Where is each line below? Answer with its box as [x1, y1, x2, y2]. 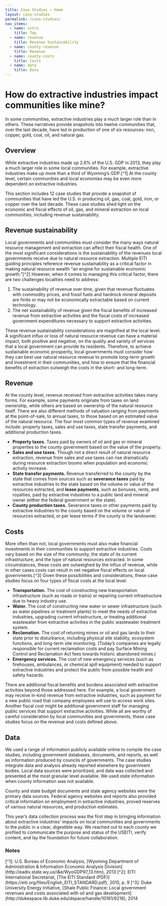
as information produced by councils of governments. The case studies [5, 757, 152, 763]
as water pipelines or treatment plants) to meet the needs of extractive [12, 608, 157, 614]
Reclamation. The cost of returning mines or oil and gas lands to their [12, 630, 156, 636]
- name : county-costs [9, 53, 55, 59]
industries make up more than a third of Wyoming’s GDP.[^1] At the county [5, 170, 157, 176]
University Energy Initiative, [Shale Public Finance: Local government [5, 885, 147, 891]
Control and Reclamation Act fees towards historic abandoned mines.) [12, 651, 156, 657]
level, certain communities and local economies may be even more [5, 175, 142, 181]
